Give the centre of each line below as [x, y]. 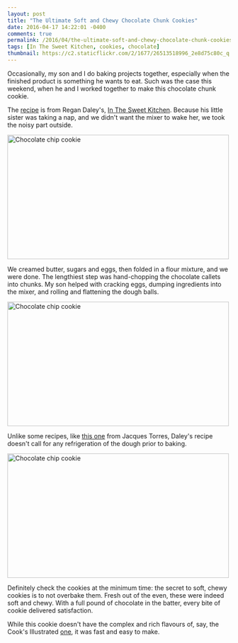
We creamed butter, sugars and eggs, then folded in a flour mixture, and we [118, 269]
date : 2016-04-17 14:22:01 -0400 [57, 27]
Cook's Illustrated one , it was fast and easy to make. [84, 632]
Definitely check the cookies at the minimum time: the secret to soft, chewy [118, 588]
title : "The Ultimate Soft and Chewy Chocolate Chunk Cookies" [103, 21]
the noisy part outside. [40, 125]
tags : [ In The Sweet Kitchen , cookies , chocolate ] [84, 47]
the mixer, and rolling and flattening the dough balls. [83, 292]
